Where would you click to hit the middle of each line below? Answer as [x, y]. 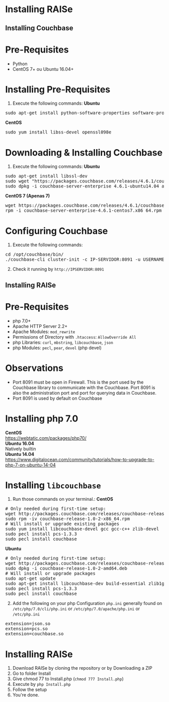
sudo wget [17, 181]
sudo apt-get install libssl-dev [47, 176]
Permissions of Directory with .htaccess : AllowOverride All [74, 337]
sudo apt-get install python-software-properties [68, 113]
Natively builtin [21, 449]
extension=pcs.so [26, 629]
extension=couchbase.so [34, 634]
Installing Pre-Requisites [58, 89]
